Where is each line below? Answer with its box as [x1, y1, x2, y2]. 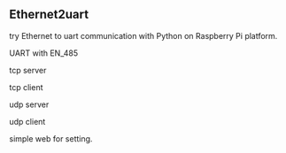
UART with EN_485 [9, 48, 78, 58]
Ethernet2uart [9, 7, 89, 22]
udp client [9, 116, 46, 126]
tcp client [9, 81, 43, 92]
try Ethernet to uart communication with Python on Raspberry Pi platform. [9, 30, 278, 41]
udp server [9, 99, 50, 110]
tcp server [9, 65, 47, 75]
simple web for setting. [9, 133, 93, 144]
